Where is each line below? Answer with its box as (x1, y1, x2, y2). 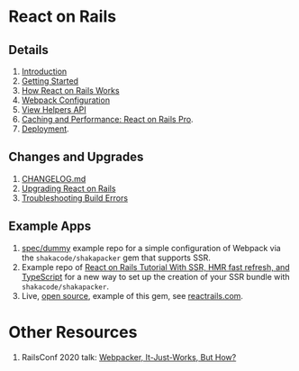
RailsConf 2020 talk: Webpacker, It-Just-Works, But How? (21, 351, 237, 362)
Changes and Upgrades (8, 149, 144, 165)
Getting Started (21, 76, 78, 86)
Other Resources (8, 321, 138, 342)
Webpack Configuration (21, 95, 110, 105)
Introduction (21, 66, 68, 77)
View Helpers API (21, 104, 86, 114)
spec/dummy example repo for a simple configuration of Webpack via (21, 242, 281, 253)
